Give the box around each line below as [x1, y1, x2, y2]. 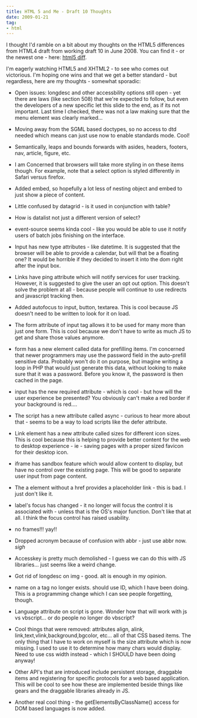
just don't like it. [14, 490, 54, 497]
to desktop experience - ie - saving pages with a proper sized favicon [14, 442, 184, 450]
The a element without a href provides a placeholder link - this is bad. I [14, 484, 186, 491]
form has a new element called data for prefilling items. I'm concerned [14, 346, 185, 353]
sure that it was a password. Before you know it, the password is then [14, 371, 183, 378]
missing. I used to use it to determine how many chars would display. [14, 644, 182, 652]
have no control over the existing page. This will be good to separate [14, 467, 181, 474]
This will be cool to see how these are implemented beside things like [14, 681, 183, 688]
